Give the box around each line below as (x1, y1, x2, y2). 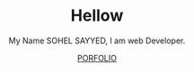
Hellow (70, 5, 124, 26)
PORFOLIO (76, 52, 117, 63)
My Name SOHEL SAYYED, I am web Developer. (8, 35, 186, 46)
